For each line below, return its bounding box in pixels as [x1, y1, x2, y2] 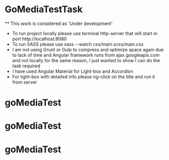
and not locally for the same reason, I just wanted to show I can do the [12, 57, 160, 63]
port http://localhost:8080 [12, 36, 67, 42]
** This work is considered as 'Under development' [5, 20, 113, 26]
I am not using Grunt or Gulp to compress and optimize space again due [12, 46, 164, 52]
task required [12, 63, 40, 69]
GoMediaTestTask [5, 4, 83, 15]
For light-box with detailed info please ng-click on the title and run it [12, 73, 155, 79]
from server [12, 79, 37, 85]
